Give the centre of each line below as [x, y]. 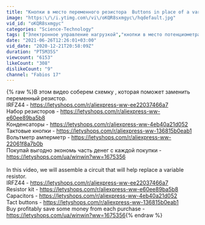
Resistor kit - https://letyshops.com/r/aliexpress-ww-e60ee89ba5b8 [92, 190]
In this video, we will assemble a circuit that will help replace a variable [95, 170]
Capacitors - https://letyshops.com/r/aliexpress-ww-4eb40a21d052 [92, 196]
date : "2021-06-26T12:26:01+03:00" [52, 40]
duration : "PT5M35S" [33, 52]
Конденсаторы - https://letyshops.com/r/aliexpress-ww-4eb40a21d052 [97, 124]
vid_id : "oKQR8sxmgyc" [35, 23]
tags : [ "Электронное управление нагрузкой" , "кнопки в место [85, 35]
